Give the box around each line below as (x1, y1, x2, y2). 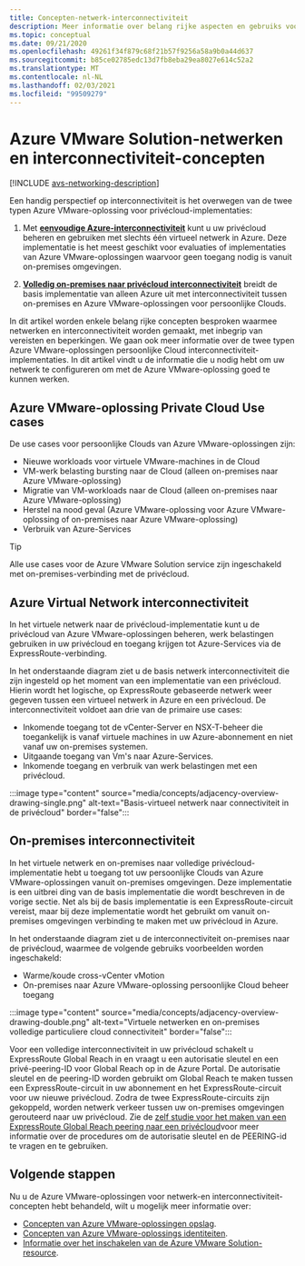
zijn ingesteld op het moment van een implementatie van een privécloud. (9, 675, 281, 686)
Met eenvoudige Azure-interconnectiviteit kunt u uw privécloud (22, 223, 267, 234)
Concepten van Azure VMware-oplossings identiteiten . (22, 1228, 229, 1239)
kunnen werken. (9, 374, 70, 384)
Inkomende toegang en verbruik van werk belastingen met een (22, 761, 258, 772)
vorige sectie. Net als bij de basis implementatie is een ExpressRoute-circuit (9, 896, 293, 907)
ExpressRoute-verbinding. (9, 648, 107, 659)
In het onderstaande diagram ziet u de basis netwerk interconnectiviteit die (9, 665, 290, 677)
